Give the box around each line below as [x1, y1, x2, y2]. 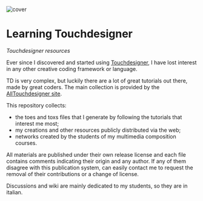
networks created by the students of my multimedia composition [15, 132, 177, 140]
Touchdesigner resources [6, 47, 71, 54]
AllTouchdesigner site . [6, 90, 62, 97]
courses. [15, 139, 38, 146]
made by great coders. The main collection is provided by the [6, 83, 160, 90]
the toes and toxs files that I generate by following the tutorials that [15, 113, 182, 121]
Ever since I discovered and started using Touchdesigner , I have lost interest [6, 58, 197, 66]
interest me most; [15, 120, 59, 127]
